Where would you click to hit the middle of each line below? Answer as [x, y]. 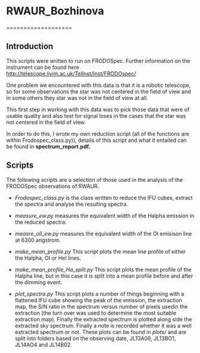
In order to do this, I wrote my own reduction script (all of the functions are [98, 133]
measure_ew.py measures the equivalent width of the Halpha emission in [104, 215]
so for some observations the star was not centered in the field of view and [99, 92]
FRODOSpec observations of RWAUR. [53, 186]
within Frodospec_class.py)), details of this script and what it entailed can [96, 140]
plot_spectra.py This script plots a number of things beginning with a [99, 294]
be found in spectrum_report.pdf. [48, 146]
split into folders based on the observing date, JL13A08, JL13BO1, [95, 338]
